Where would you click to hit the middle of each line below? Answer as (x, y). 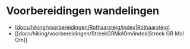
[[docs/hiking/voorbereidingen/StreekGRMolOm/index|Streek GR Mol (99, 33)
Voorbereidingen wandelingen (83, 11)
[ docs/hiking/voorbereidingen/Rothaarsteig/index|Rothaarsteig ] (92, 27)
